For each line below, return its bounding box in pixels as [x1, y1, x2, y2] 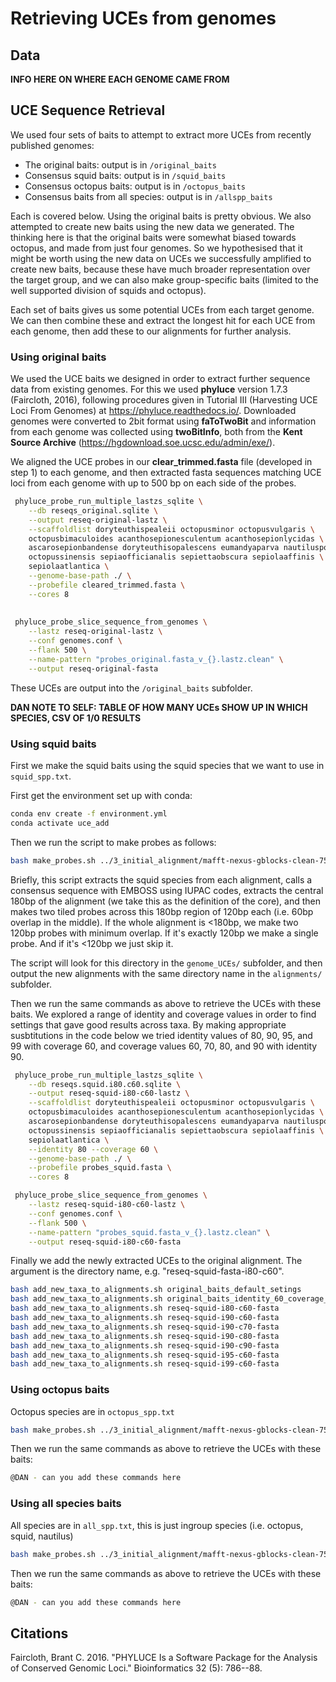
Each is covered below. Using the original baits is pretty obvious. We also [10, 210, 312, 222]
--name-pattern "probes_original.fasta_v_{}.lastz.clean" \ [28, 654, 284, 664]
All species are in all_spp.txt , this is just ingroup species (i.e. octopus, [10, 1519, 304, 1531]
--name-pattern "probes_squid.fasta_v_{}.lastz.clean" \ [28, 1227, 271, 1237]
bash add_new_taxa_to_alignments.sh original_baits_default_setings [10, 1285, 302, 1295]
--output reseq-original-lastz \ [28, 515, 168, 525]
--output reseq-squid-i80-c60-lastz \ [28, 1088, 190, 1099]
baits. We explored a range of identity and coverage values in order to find [10, 1008, 317, 1020]
